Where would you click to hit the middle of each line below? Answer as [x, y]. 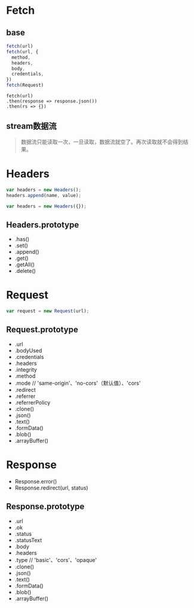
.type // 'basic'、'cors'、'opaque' [56, 560]
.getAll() [24, 265]
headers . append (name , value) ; [44, 195]
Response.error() [36, 481]
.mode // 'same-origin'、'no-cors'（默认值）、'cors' [78, 383]
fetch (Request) [25, 85]
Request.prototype [42, 330]
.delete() [25, 271]
